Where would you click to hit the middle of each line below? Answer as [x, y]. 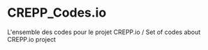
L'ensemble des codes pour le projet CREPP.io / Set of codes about [104, 32]
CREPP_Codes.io [57, 13]
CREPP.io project [31, 39]
